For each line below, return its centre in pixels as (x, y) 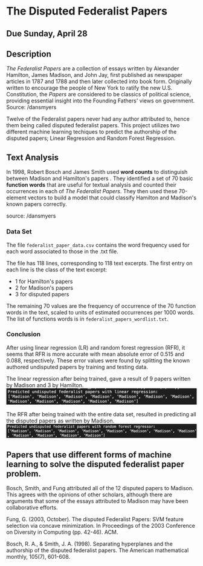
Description (29, 54)
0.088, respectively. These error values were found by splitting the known (98, 360)
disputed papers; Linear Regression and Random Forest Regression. (91, 138)
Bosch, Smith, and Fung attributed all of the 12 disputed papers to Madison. (100, 488)
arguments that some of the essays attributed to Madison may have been (97, 501)
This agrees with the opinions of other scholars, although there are (89, 494)
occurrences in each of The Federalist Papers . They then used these (92, 191)
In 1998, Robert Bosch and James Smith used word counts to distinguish (97, 172)
